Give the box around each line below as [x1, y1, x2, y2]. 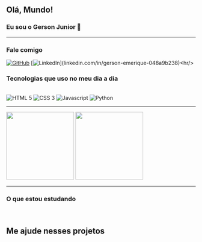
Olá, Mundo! [6, 5, 54, 15]
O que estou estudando [6, 195, 76, 203]
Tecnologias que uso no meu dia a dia [6, 74, 118, 82]
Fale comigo [6, 45, 43, 54]
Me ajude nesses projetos [6, 226, 105, 236]
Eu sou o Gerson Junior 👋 [6, 23, 81, 31]
